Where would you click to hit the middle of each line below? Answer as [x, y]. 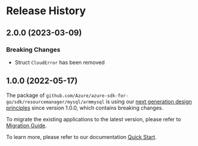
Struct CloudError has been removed [60, 62]
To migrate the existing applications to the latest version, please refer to [94, 119]
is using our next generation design [149, 101]
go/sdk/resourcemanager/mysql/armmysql [55, 102]
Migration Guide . [27, 125]
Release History [46, 11]
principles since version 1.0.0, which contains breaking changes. [85, 108]
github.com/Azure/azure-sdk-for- [87, 96]
